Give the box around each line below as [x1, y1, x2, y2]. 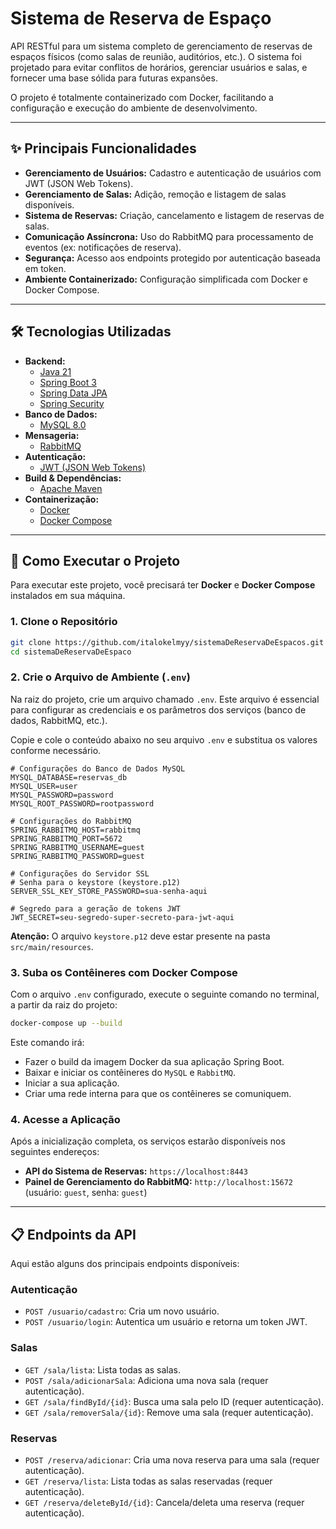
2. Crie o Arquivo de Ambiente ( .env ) [10, 670, 191, 684]
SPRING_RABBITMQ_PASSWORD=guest [10, 851, 145, 861]
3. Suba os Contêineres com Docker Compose [10, 965, 238, 979]
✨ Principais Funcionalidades [10, 140, 197, 157]
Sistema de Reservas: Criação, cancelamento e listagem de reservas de [24, 209, 325, 221]
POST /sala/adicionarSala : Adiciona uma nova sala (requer [24, 1374, 269, 1386]
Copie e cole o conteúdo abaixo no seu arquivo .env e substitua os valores [10, 733, 318, 746]
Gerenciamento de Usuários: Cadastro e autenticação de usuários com [24, 167, 322, 179]
